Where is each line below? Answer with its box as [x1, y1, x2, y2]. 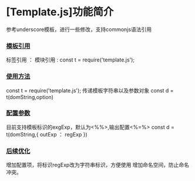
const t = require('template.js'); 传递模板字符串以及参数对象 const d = [6, 87, 174, 94]
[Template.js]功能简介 [6, 5, 114, 19]
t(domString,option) [6, 93, 54, 100]
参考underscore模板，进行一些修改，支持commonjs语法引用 [6, 26, 152, 33]
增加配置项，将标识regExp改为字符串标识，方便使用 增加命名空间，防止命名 [6, 162, 190, 169]
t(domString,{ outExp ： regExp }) [6, 131, 88, 138]
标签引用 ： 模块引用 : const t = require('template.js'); [6, 56, 135, 63]
